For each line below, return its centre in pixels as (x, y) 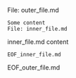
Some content (26, 23)
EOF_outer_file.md (34, 68)
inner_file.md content (38, 42)
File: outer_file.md (33, 10)
